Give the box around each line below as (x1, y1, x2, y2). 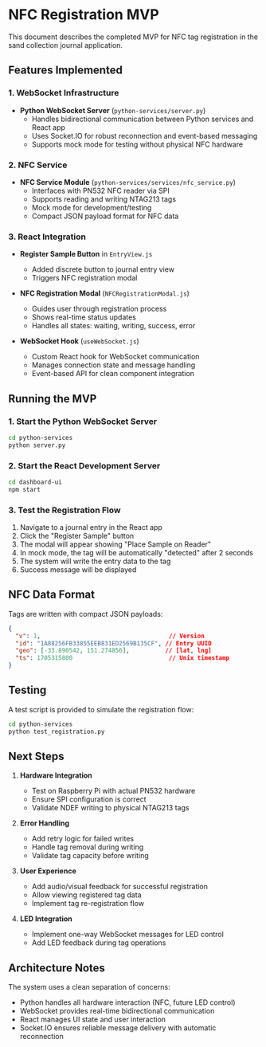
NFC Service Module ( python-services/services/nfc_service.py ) (19, 177, 237, 186)
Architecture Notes (8, 961, 106, 974)
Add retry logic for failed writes (31, 834, 135, 844)
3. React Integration (8, 231, 86, 242)
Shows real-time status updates (31, 312, 137, 322)
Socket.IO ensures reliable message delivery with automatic (19, 1023, 217, 1033)
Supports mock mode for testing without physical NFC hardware (31, 139, 244, 149)
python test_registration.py (8, 727, 105, 735)
